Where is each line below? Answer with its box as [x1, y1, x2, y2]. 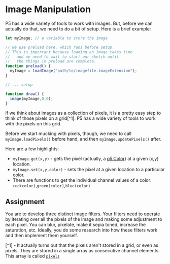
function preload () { [5, 63, 51, 69]
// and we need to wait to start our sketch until [5, 54, 119, 59]
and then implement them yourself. [5, 233, 78, 239]
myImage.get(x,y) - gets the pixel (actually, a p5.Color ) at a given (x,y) [12, 156, 159, 162]
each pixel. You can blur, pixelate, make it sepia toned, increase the [5, 222, 146, 228]
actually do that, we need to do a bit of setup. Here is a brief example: [5, 25, 151, 31]
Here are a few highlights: [5, 146, 59, 152]
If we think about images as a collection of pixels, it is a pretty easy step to [5, 110, 161, 116]
